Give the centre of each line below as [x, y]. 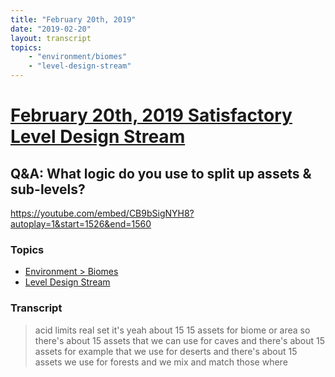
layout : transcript [51, 38]
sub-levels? [48, 189]
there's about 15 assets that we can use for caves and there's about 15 [180, 340]
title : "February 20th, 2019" [73, 19]
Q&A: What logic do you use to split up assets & [161, 173]
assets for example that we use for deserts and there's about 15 [166, 351]
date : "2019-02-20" [51, 29]
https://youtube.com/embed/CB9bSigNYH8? [102, 213]
